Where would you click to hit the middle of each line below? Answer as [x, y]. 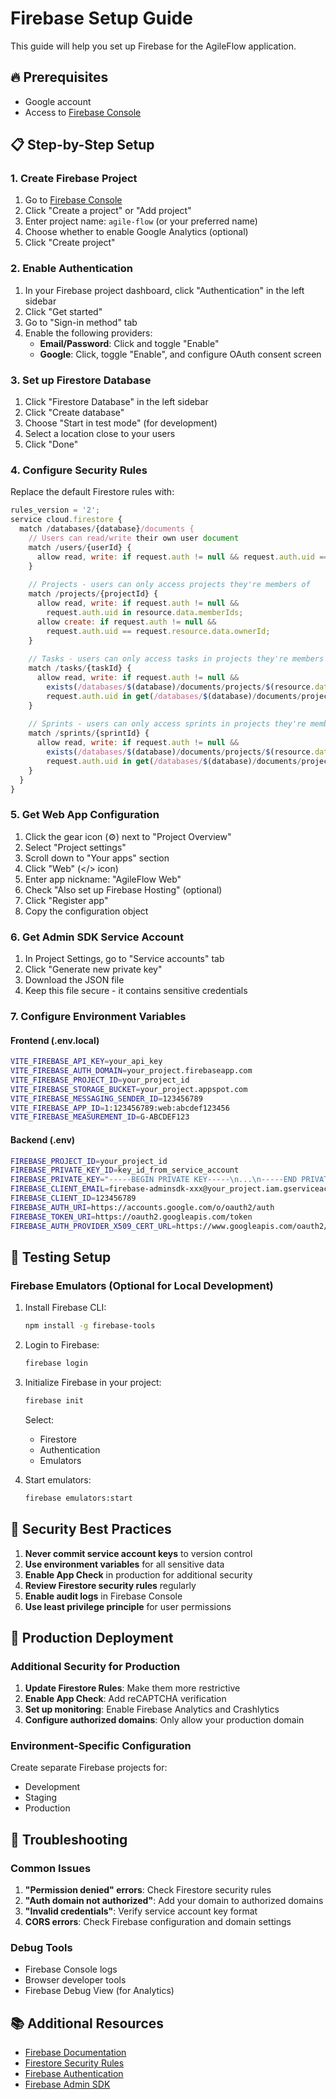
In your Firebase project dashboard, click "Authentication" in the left [164, 290]
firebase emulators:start [78, 1498]
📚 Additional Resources [87, 2023]
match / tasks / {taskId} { [80, 668]
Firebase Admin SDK [67, 2084]
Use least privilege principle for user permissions [128, 1606]
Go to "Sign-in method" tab [81, 322]
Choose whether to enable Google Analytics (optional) [136, 232]
